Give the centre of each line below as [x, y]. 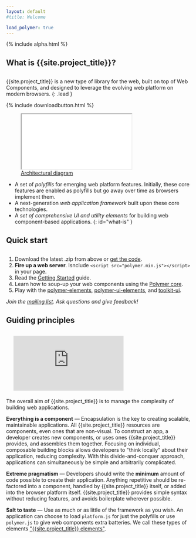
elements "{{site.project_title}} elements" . [56, 529]
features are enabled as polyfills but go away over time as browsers [97, 190]
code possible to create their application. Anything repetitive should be [92, 480]
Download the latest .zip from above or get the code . [78, 259]
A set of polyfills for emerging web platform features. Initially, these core [102, 185]
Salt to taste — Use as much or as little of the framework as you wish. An [95, 510]
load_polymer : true [30, 28]
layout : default [26, 11]
